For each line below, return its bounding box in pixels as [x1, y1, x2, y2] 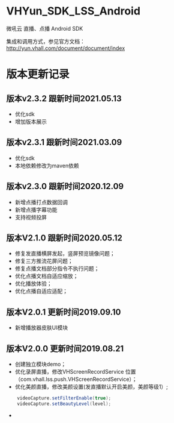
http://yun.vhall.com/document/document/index [6, 44, 125, 52]
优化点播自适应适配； [14, 287, 68, 295]
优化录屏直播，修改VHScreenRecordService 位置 [14, 368, 136, 375]
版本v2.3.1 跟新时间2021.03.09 [6, 137, 122, 148]
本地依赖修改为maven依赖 [14, 161, 79, 169]
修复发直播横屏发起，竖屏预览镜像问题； [14, 250, 115, 257]
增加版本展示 [14, 117, 47, 125]
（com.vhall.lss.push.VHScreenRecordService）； [14, 375, 137, 383]
